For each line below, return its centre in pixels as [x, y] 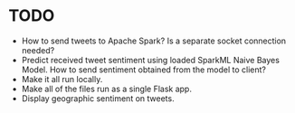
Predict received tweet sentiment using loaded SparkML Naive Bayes [150, 60]
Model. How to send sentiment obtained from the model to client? [144, 70]
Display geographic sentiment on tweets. [98, 98]
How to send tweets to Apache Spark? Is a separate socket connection [154, 41]
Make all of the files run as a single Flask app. [106, 89]
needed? [38, 50]
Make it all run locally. [62, 79]
